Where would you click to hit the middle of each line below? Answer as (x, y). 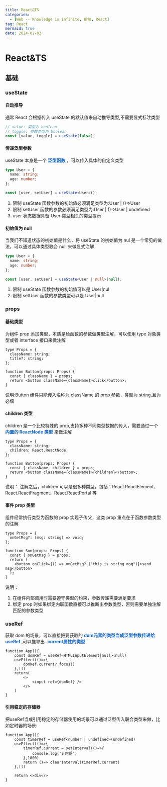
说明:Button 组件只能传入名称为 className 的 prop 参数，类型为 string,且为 (83, 395)
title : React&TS (22, 10)
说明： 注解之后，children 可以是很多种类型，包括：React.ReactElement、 (82, 486)
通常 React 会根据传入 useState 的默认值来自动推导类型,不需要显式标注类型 (83, 117)
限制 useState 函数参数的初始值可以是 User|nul (61, 289)
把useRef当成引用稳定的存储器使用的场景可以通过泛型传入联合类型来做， (80, 719)
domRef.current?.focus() (49, 664)
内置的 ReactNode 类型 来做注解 (39, 432)
